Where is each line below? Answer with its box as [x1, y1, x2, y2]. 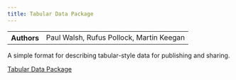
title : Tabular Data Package [7, 10, 94, 18]
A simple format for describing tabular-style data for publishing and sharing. [7, 51, 230, 59]
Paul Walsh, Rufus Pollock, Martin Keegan [45, 33, 186, 42]
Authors [11, 33, 40, 42]
